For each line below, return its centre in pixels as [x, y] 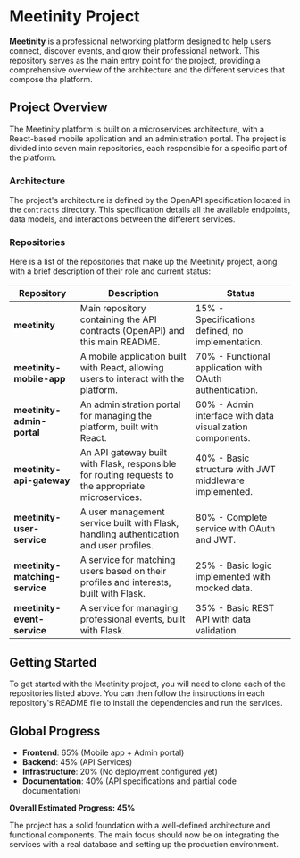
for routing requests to [127, 475]
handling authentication [129, 534]
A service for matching [128, 560]
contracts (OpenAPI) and [132, 331]
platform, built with [119, 427]
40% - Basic [222, 458]
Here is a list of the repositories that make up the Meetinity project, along [143, 262]
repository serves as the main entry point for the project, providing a [135, 60]
